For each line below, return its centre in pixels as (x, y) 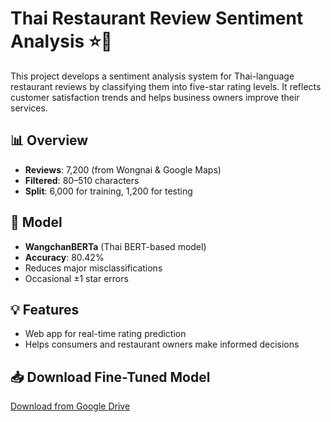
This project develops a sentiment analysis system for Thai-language (152, 76)
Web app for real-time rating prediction (105, 334)
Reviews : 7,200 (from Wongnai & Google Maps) (123, 169)
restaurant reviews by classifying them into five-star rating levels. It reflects (166, 86)
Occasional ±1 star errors (76, 278)
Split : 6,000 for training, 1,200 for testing (108, 191)
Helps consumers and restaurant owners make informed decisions (162, 344)
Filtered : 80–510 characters (82, 180)
